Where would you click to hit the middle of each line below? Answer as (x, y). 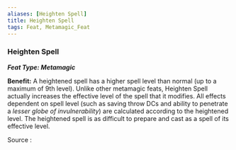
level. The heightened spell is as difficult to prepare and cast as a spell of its (118, 118)
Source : (19, 139)
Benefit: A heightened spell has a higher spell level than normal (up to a (112, 81)
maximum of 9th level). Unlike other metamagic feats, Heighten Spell (108, 88)
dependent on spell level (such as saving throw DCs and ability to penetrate (118, 103)
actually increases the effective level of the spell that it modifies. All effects (117, 96)
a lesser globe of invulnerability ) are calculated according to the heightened (118, 111)
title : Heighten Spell (41, 21)
